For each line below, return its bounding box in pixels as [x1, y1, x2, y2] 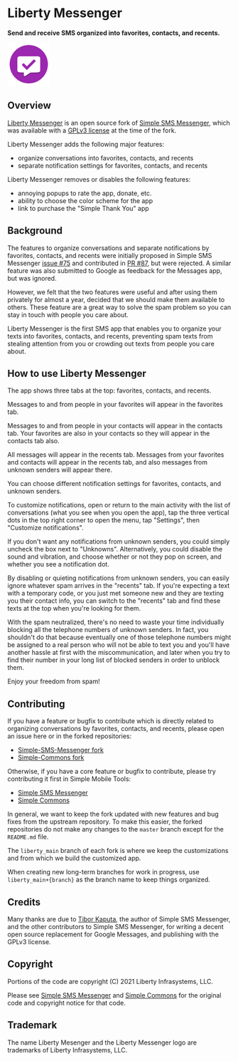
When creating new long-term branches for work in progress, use [7, 868, 200, 876]
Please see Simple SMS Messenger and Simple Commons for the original [7, 990, 222, 999]
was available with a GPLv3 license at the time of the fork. [7, 126, 177, 135]
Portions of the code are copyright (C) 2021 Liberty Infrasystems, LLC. [7, 977, 214, 985]
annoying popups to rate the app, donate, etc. [17, 189, 152, 197]
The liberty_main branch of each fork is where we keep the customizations [7, 847, 229, 855]
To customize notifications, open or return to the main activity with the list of [7, 501, 231, 509]
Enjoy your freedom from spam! [7, 677, 101, 685]
